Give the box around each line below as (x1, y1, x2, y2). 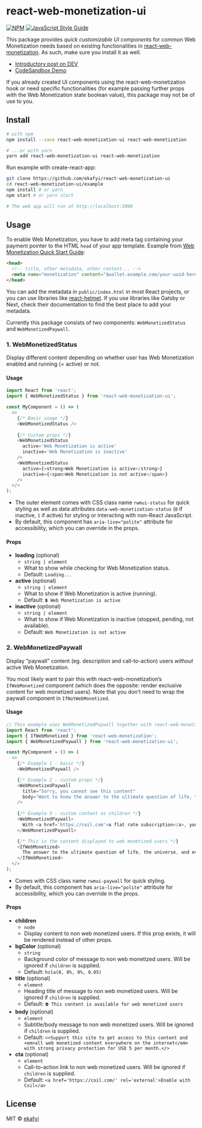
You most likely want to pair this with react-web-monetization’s (6, 675, 162, 682)
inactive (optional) (14, 603, 61, 610)
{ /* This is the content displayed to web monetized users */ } (17, 838, 179, 844)
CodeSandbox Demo (14, 66, 67, 73)
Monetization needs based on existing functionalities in (6, 42, 143, 49)
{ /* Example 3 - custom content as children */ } (17, 811, 141, 817)
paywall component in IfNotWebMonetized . (6, 694, 110, 702)
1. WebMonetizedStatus (6, 340, 78, 349)
